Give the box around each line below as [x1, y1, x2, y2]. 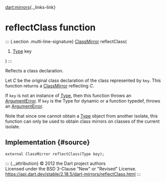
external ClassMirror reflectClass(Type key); [5, 151, 105, 156]
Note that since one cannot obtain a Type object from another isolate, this [5, 113, 158, 119]
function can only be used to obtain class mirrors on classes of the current [5, 118, 160, 124]
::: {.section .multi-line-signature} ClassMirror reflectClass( [5, 38, 127, 44]
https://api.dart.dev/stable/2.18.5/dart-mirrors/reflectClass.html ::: [5, 171, 141, 177]
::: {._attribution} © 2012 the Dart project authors [5, 160, 106, 166]
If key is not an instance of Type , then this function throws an [5, 93, 132, 99]
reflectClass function [5, 22, 96, 33]
